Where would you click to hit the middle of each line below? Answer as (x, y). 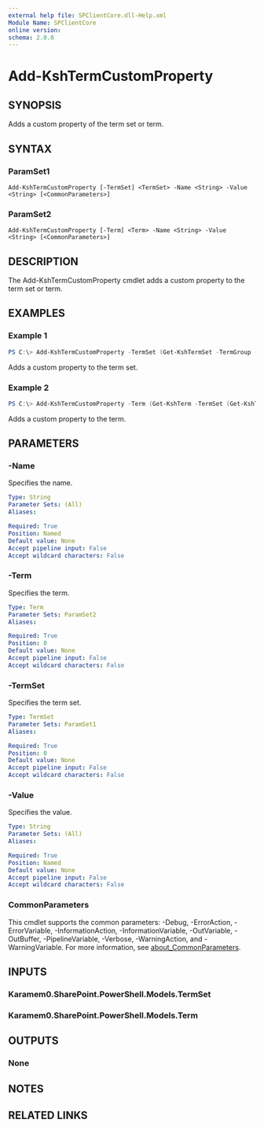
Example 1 (28, 336)
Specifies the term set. (45, 703)
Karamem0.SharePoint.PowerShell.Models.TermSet (110, 994)
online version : (35, 30)
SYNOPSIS (35, 105)
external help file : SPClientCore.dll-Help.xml (88, 15)
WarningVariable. (36, 947)
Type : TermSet (31, 717)
